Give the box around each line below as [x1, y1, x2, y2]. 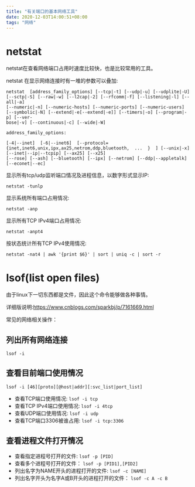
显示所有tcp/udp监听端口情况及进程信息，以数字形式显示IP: [6, 172, 149, 179]
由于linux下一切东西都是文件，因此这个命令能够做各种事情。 [6, 291, 151, 298]
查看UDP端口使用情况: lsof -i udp [14, 410, 98, 417]
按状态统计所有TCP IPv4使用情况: [6, 240, 87, 247]
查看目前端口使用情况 [6, 368, 83, 378]
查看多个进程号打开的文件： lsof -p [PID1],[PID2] [14, 459, 139, 466]
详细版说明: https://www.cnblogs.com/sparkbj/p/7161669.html [6, 304, 154, 311]
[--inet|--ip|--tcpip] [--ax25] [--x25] [6, 151, 107, 156]
